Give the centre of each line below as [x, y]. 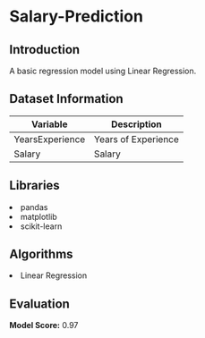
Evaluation [39, 304]
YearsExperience [50, 139]
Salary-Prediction [76, 17]
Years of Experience [136, 139]
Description [137, 124]
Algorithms [41, 254]
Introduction [45, 50]
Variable [49, 124]
